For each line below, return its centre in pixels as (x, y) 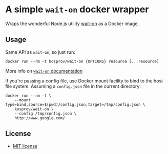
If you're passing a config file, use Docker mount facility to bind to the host (84, 81)
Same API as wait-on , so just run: (40, 52)
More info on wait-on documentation (44, 71)
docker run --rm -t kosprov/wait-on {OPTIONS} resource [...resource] (82, 61)
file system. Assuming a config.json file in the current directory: (73, 86)
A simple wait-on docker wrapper (77, 9)
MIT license (25, 146)
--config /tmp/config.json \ (46, 114)
